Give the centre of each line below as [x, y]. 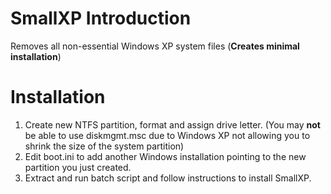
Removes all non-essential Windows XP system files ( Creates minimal [155, 46]
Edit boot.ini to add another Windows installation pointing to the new [165, 156]
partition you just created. [78, 167]
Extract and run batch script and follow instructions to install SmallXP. [168, 178]
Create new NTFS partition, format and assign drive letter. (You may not [172, 124]
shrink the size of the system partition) [104, 146]
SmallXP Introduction [101, 18]
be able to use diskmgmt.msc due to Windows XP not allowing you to [167, 135]
